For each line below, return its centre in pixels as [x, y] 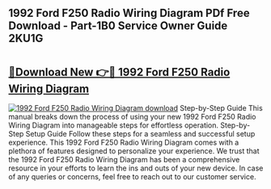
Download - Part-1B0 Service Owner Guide [118, 26]
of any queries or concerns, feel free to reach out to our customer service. [132, 176]
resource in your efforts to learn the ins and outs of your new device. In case [136, 168]
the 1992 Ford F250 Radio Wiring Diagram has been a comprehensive [124, 160]
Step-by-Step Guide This [221, 108]
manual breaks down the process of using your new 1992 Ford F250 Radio [132, 117]
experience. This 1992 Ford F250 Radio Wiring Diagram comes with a [124, 142]
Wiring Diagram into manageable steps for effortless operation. [114, 125]
